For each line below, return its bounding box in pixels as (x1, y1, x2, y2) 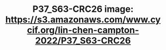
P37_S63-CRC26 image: (32, 3, 134, 15)
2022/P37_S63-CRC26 (35, 35, 131, 47)
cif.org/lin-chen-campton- (26, 25, 140, 36)
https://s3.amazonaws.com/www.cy (5, 14, 161, 25)
